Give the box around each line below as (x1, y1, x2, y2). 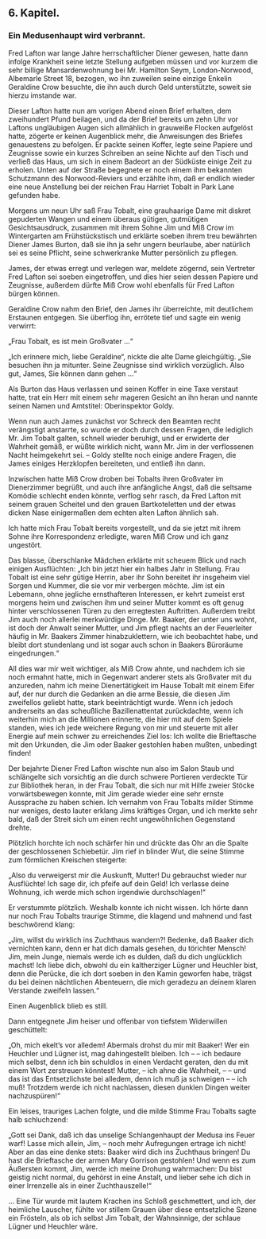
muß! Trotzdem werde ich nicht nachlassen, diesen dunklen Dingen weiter (8, 1082, 251, 1092)
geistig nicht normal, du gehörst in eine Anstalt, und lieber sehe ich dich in (8, 1172, 252, 1182)
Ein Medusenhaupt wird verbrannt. (8, 30, 146, 41)
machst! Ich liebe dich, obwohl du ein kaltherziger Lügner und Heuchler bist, (8, 960, 258, 970)
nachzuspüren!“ (8, 1090, 61, 1100)
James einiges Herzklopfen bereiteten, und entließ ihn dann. (8, 459, 206, 468)
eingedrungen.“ (8, 648, 60, 658)
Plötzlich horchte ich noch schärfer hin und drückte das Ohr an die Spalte (8, 838, 249, 847)
